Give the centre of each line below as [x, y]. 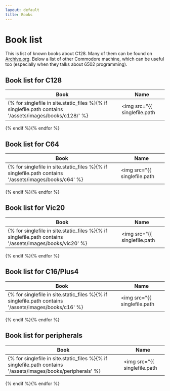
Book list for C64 [32, 144]
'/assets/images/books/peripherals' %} [54, 371]
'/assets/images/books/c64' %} [46, 180]
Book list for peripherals [44, 336]
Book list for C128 [34, 80]
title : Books [19, 15]
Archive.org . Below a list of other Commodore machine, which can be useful [85, 59]
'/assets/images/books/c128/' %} [48, 116]
